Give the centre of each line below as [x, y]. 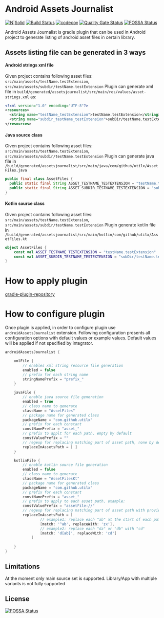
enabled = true [38, 402]
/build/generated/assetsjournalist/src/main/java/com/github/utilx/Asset [82, 166]
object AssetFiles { [26, 247]
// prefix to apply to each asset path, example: [74, 501]
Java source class [24, 135]
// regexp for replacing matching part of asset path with [84, 510]
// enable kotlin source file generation [65, 465]
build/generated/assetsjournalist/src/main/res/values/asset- [82, 92]
